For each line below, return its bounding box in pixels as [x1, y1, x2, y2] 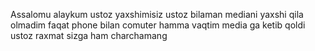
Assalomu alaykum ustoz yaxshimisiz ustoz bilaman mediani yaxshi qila [10, 9, 304, 20]
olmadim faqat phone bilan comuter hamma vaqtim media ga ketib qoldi [10, 19, 306, 31]
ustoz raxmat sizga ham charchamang [10, 30, 168, 41]
